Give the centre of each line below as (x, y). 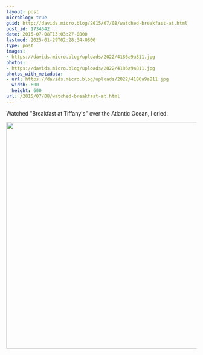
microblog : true (27, 18)
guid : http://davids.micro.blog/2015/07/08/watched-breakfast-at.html (97, 23)
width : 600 (25, 85)
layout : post (23, 12)
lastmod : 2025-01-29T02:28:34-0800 (51, 40)
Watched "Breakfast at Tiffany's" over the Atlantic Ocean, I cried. (87, 113)
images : (16, 51)
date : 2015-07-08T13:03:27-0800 (47, 34)
